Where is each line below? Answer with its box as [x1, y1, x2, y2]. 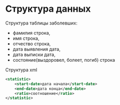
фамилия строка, [12, 30, 50, 36]
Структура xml [5, 67, 37, 73]
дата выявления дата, [12, 46, 61, 52]
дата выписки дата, [12, 51, 55, 58]
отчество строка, [12, 40, 51, 46]
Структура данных [5, 3, 91, 15]
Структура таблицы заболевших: [5, 20, 78, 26]
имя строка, [12, 35, 39, 41]
